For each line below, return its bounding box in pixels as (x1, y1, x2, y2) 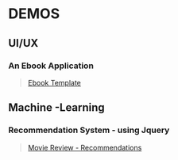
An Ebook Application (8, 60, 94, 71)
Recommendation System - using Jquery (8, 124, 170, 135)
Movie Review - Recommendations (27, 143, 142, 152)
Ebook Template (27, 78, 81, 87)
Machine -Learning (8, 101, 105, 115)
